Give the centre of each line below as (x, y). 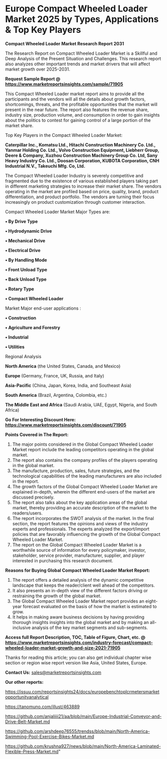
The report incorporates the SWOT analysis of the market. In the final (83, 518)
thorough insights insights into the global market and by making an (81, 622)
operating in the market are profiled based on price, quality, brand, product (82, 191)
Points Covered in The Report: (37, 434)
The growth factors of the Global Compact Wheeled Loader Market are (85, 487)
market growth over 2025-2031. (38, 69)
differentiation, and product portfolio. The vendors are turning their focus (80, 197)
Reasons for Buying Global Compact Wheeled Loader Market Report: (78, 570)
